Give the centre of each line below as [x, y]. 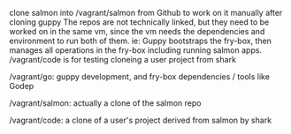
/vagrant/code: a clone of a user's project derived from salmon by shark [141, 120]
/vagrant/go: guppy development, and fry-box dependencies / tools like [139, 77]
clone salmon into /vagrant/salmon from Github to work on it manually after [146, 13]
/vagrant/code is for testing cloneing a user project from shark [123, 60]
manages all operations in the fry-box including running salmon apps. [136, 50]
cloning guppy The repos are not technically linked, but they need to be [139, 22]
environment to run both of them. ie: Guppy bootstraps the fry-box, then [141, 41]
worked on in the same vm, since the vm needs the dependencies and [137, 31]
